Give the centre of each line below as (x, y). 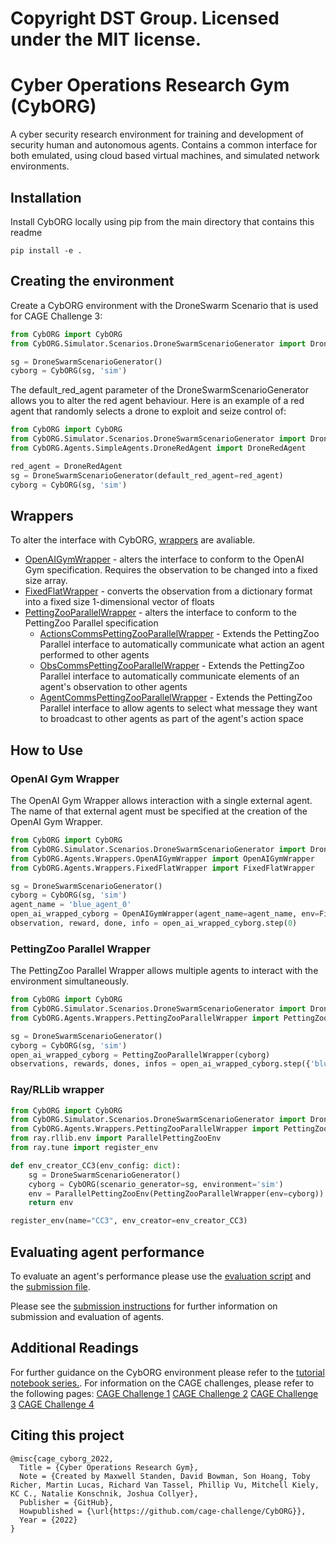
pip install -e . (46, 250)
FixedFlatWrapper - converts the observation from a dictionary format (168, 591)
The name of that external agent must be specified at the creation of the (159, 811)
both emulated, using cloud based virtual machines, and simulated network (165, 156)
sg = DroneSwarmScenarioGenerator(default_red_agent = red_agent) (147, 475)
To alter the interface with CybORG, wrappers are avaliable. (133, 540)
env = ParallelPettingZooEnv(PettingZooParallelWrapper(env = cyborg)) (176, 1193)
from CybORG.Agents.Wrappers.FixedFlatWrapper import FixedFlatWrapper (162, 868)
